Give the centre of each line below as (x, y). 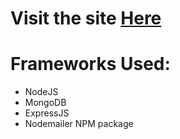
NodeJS (41, 92)
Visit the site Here (86, 18)
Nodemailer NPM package (79, 124)
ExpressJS (47, 113)
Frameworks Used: (90, 64)
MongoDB (45, 103)
